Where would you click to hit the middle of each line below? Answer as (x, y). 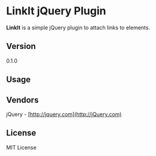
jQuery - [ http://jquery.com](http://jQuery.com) (64, 114)
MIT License (22, 147)
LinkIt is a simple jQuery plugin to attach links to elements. (78, 27)
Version (21, 46)
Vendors (22, 100)
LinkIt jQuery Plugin (56, 11)
